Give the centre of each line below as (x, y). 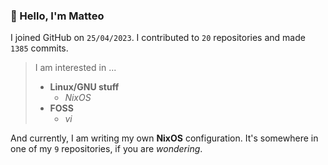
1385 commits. (39, 48)
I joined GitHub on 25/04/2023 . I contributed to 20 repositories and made (158, 38)
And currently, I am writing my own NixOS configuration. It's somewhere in (164, 138)
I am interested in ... (75, 68)
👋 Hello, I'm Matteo (57, 16)
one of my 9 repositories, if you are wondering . (106, 149)
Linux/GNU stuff (84, 87)
